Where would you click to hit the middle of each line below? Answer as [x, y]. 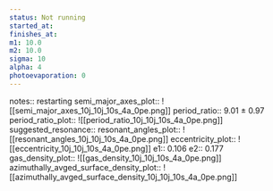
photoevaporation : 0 [48, 76]
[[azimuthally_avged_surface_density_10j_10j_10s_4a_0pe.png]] [124, 177]
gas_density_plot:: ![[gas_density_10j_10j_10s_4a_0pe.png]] [115, 158]
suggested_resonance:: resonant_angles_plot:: [95, 129]
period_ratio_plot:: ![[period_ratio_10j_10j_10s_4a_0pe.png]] [116, 120]
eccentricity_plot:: [203, 138]
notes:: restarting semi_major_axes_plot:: [85, 101]
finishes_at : [34, 34]
